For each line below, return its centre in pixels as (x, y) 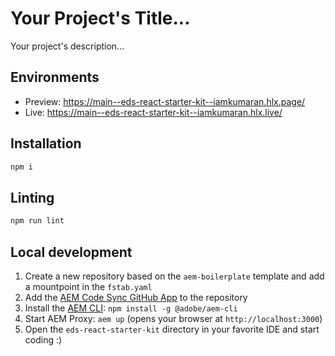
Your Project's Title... (100, 18)
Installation (46, 143)
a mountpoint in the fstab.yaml (88, 286)
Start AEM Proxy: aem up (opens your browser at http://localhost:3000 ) (173, 318)
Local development (71, 252)
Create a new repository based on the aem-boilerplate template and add (174, 276)
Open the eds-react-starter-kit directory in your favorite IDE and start (172, 329)
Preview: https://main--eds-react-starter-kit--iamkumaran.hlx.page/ (165, 101)
